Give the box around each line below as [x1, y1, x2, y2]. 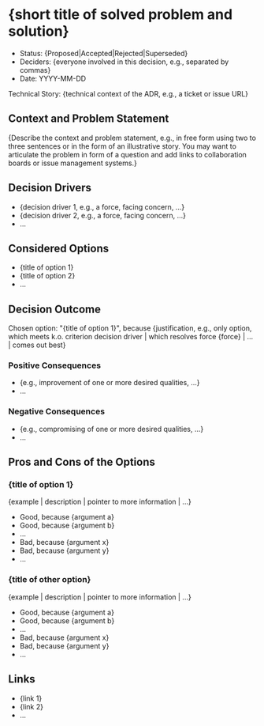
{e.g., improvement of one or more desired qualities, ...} [19, 378, 200, 388]
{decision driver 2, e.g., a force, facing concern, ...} [19, 210, 187, 220]
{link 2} [19, 701, 43, 711]
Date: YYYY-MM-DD [19, 74, 87, 83]
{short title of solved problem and [8, 6, 233, 24]
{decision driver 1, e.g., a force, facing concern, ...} [19, 202, 185, 211]
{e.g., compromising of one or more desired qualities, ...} [19, 424, 204, 433]
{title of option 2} [19, 271, 76, 281]
